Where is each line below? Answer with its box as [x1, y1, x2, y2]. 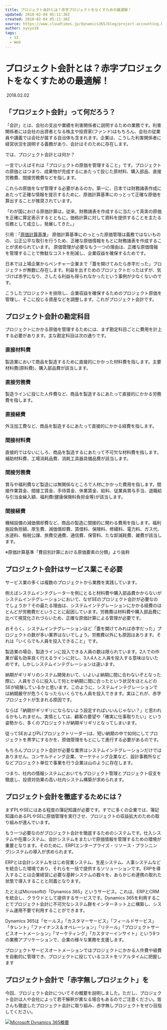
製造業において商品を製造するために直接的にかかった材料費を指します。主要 [5, 358, 162, 364]
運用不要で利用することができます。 [13, 907, 88, 913]
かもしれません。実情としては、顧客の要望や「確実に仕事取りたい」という [9, 713, 162, 719]
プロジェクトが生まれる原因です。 [5, 696, 75, 702]
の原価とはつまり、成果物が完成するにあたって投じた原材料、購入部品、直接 [5, 168, 162, 174]
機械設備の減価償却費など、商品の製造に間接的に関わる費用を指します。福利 [5, 520, 162, 526]
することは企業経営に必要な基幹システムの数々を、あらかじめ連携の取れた [9, 872, 162, 878]
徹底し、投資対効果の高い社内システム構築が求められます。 [5, 776, 127, 782]
